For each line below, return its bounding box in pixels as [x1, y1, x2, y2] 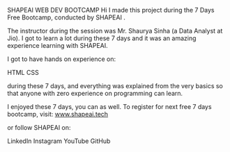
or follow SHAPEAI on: [7, 124, 71, 131]
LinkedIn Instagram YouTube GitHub [7, 137, 111, 145]
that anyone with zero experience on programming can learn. [7, 90, 183, 97]
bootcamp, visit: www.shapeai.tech [7, 110, 109, 118]
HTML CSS [7, 69, 40, 76]
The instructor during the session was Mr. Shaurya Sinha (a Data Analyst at [7, 27, 223, 35]
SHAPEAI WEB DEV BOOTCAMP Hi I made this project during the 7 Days [7, 6, 215, 14]
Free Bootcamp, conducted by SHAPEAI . [7, 13, 125, 22]
